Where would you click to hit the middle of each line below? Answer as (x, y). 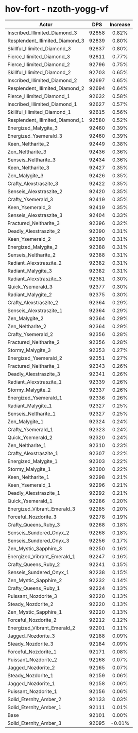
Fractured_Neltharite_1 (34, 366)
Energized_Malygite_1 (33, 461)
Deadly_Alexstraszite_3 (34, 374)
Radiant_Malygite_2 (30, 294)
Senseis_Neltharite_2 (32, 255)
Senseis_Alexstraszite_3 (35, 215)
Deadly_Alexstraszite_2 (34, 231)
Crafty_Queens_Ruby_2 (34, 564)
